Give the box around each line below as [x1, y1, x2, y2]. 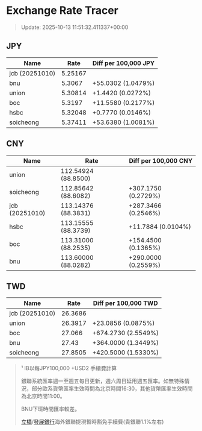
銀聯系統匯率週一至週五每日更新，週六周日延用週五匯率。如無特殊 [20, 377, 185, 385]
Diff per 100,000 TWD [93, 299, 158, 307]
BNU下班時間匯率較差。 [20, 405, 80, 413]
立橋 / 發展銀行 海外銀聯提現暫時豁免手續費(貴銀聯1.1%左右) [20, 418, 164, 426]
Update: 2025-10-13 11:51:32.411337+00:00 [20, 24, 129, 31]
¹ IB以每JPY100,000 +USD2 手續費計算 [20, 365, 117, 372]
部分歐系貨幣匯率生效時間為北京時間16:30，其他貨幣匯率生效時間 [31, 385, 193, 392]
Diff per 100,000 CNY [129, 156, 193, 165]
